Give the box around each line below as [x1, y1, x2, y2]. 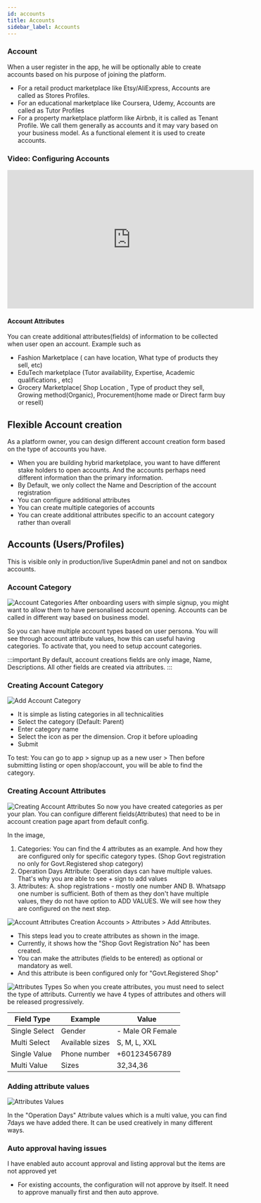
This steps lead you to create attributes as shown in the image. [17, 931, 200, 940]
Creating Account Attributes [7, 786, 106, 796]
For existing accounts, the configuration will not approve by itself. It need [17, 1180, 229, 1189]
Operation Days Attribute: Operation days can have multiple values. [17, 867, 213, 875]
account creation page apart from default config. [7, 817, 149, 825]
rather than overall [17, 518, 71, 526]
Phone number [61, 1049, 110, 1059]
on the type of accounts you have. [7, 445, 107, 453]
